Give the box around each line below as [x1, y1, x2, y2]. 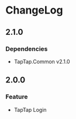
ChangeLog [5, 4, 63, 17]
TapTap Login [13, 106, 47, 113]
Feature [5, 92, 28, 101]
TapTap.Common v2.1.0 [13, 58, 71, 65]
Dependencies [5, 45, 48, 53]
